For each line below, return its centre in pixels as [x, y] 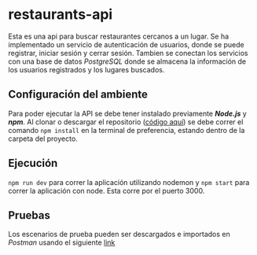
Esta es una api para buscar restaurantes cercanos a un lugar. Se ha [119, 36]
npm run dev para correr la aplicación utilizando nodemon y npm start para [129, 182]
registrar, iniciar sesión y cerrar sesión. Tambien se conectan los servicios [128, 53]
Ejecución [33, 163]
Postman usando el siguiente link [62, 242]
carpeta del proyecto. [43, 139]
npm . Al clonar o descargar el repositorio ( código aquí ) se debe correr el [126, 122]
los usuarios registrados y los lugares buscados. [86, 69]
